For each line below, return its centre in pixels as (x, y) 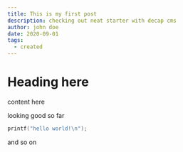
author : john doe (33, 27)
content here (26, 102)
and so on (22, 142)
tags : (15, 40)
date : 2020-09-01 (33, 34)
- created (28, 47)
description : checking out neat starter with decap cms (92, 21)
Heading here (48, 82)
